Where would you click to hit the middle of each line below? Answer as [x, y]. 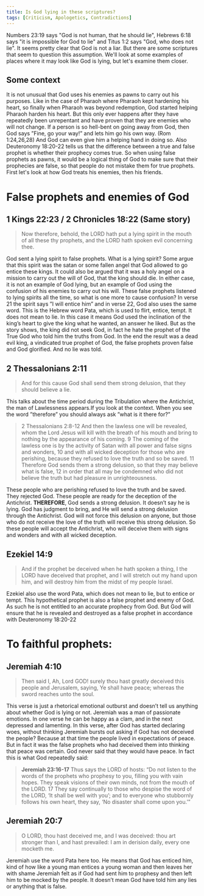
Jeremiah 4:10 [34, 667]
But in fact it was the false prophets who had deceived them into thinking [98, 744]
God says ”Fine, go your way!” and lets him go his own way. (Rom [89, 133]
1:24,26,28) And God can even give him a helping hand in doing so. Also [97, 140]
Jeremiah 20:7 [34, 821]
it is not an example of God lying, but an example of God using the [89, 284]
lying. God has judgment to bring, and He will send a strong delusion [92, 509]
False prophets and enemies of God [98, 197]
